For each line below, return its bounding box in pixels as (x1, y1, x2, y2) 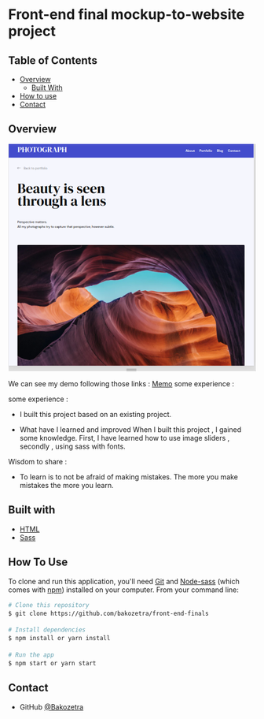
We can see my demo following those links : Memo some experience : (8, 379, 234, 389)
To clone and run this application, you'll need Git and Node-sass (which (8, 576, 240, 586)
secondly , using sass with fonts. (19, 441, 126, 451)
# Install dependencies (8, 626, 86, 634)
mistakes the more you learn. (19, 481, 114, 490)
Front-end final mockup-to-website (8, 6, 245, 24)
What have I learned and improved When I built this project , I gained (19, 425, 242, 434)
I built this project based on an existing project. (19, 410, 172, 419)
